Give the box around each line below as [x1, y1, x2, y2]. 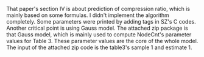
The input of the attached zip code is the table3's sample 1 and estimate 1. [6, 44, 192, 51]
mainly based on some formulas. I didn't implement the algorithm [6, 12, 169, 19]
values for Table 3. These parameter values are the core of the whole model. [6, 38, 199, 44]
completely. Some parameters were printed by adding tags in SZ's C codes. [6, 18, 196, 25]
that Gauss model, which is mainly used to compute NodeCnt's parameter [6, 31, 192, 38]
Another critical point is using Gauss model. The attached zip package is [6, 24, 188, 32]
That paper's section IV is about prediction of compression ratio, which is [6, 5, 191, 12]
